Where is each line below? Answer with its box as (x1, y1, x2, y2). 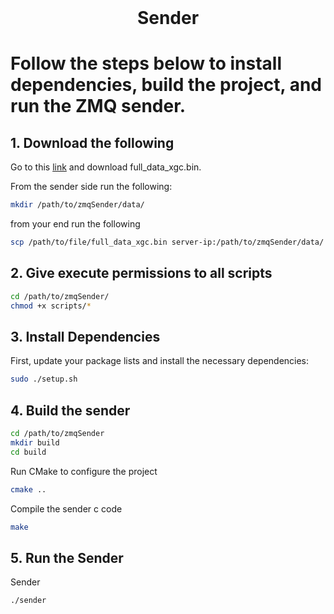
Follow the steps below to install (10, 52, 283, 75)
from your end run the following (10, 218, 141, 230)
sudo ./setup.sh (10, 374, 78, 385)
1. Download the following (10, 134, 175, 151)
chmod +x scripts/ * (10, 301, 92, 311)
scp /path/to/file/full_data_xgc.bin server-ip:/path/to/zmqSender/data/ (10, 237, 325, 248)
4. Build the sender (10, 402, 131, 419)
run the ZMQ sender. (10, 95, 187, 118)
